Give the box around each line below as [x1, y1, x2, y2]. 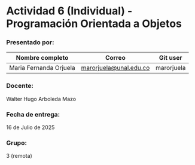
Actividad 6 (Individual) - [6, 4, 133, 18]
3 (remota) [6, 152, 33, 160]
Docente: [6, 82, 34, 90]
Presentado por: [6, 38, 54, 47]
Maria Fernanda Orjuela [9, 64, 76, 72]
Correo [105, 54, 126, 62]
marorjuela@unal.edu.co [81, 64, 150, 72]
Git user [159, 54, 182, 62]
